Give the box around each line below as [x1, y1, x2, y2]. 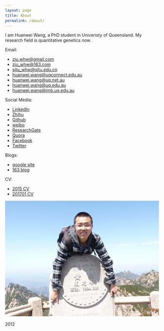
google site [12, 162, 35, 168]
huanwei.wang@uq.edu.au [12, 82, 66, 88]
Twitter [12, 143, 27, 149]
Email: [5, 47, 18, 53]
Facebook [12, 137, 33, 144]
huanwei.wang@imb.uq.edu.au [12, 88, 75, 93]
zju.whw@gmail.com [12, 56, 55, 62]
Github [12, 117, 26, 123]
